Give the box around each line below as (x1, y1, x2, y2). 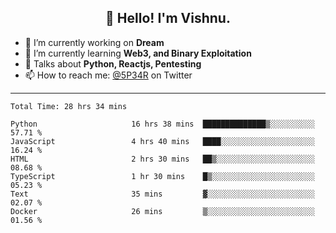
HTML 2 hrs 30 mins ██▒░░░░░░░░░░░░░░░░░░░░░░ (10, 154, 315, 164)
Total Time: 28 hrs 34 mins (10, 101, 128, 111)
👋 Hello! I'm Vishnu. (105, 10, 231, 27)
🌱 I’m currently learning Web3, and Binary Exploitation (24, 47, 252, 59)
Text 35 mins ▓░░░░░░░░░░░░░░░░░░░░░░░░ (10, 189, 315, 199)
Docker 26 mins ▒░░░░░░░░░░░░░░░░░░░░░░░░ (10, 206, 315, 216)
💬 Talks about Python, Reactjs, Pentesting (24, 57, 202, 70)
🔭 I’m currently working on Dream (24, 36, 165, 48)
